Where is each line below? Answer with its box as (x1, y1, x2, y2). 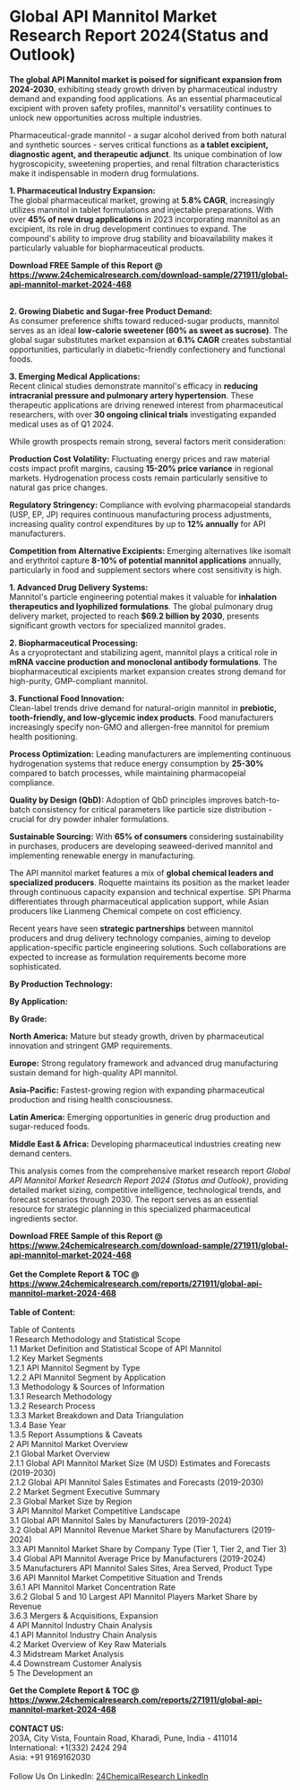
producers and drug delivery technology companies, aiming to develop (9, 932, 271, 943)
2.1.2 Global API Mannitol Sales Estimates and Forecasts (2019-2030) (9, 1477, 264, 1487)
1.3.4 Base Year (9, 1419, 67, 1430)
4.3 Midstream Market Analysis (9, 1648, 124, 1659)
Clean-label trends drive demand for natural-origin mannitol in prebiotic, (9, 702, 278, 713)
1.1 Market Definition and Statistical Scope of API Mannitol (9, 1343, 222, 1354)
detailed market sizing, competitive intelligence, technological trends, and (9, 1184, 282, 1195)
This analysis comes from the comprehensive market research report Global (9, 1165, 291, 1176)
